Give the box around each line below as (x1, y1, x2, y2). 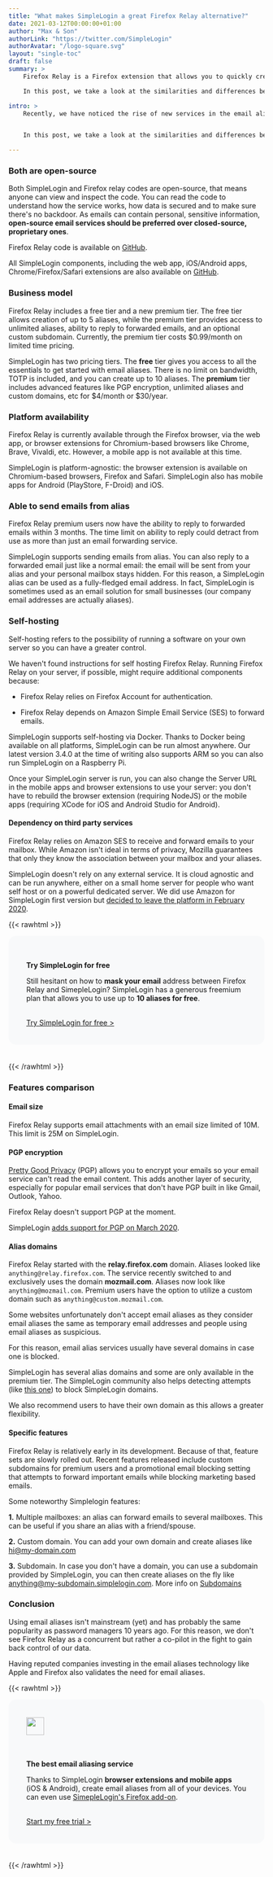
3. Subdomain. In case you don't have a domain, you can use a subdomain (8, 1560, 258, 1571)
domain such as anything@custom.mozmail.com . (8, 1294, 164, 1304)
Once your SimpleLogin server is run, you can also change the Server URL (8, 773, 258, 783)
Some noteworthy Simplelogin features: (8, 1496, 141, 1506)
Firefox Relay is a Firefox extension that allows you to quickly (23, 72, 253, 81)
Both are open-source (8, 165, 97, 177)
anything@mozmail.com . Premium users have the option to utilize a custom (8, 1285, 253, 1295)
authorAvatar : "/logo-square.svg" (8, 42, 126, 50)
